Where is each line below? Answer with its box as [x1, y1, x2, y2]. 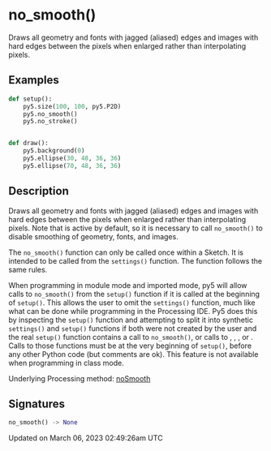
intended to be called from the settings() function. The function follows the [8, 256, 262, 265]
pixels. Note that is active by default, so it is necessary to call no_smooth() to [8, 223, 264, 233]
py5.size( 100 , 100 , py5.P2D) [23, 102, 122, 110]
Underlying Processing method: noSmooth [8, 373, 151, 383]
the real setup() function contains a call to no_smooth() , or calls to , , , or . [8, 332, 254, 341]
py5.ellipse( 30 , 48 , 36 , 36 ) [23, 154, 122, 162]
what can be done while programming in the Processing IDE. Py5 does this [8, 306, 258, 316]
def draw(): [8, 140, 49, 148]
